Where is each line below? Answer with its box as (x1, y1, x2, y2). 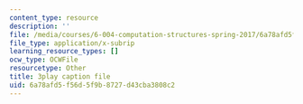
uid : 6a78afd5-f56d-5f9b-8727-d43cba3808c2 (9, 80, 176, 90)
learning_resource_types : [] (9, 47, 119, 56)
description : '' (9, 22, 70, 31)
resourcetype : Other (9, 64, 87, 73)
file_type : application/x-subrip (9, 38, 135, 48)
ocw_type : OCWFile (9, 55, 78, 64)
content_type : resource (9, 13, 99, 23)
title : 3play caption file (9, 72, 111, 81)
